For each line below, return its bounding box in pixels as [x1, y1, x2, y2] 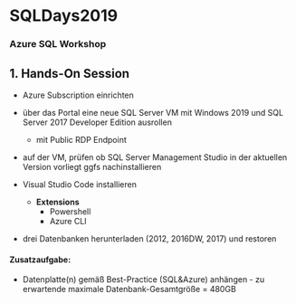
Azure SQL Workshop [9, 38, 107, 51]
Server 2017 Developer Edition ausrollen [22, 117, 172, 128]
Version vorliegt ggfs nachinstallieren [22, 161, 162, 172]
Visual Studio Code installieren [22, 178, 138, 190]
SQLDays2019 [9, 5, 119, 26]
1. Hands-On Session [9, 65, 129, 81]
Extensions [35, 196, 80, 207]
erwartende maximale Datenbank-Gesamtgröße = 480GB [22, 284, 237, 295]
